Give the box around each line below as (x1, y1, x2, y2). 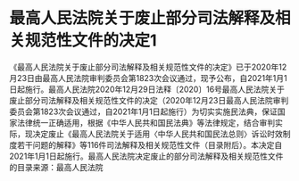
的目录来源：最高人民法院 (9, 161, 104, 172)
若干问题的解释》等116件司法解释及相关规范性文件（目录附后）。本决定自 (16, 139, 283, 150)
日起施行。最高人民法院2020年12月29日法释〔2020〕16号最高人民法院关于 (9, 84, 286, 95)
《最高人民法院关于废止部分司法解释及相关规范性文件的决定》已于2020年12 (9, 62, 287, 72)
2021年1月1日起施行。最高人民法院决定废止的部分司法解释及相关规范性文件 (9, 151, 284, 161)
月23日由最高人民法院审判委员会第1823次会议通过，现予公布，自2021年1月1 (9, 72, 287, 83)
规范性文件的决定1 (25, 30, 158, 51)
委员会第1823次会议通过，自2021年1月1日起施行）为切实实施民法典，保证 (9, 106, 278, 117)
